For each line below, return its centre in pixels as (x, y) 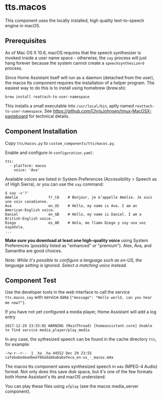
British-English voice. (29, 218)
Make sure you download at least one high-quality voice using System (77, 240)
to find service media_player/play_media (47, 330)
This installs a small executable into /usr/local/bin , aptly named (69, 105)
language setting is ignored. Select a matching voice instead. (66, 265)
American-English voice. (30, 210)
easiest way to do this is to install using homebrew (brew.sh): (66, 88)
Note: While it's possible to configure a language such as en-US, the (74, 260)
